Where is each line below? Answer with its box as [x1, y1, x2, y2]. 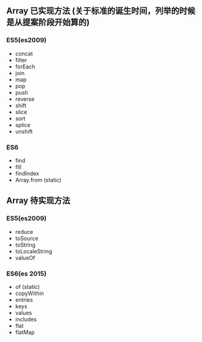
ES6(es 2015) [6, 269, 47, 278]
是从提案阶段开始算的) [6, 17, 90, 27]
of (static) [15, 283, 40, 290]
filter [15, 56, 27, 64]
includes [15, 315, 37, 322]
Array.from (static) [15, 176, 62, 183]
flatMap [15, 329, 35, 336]
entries [15, 296, 34, 304]
